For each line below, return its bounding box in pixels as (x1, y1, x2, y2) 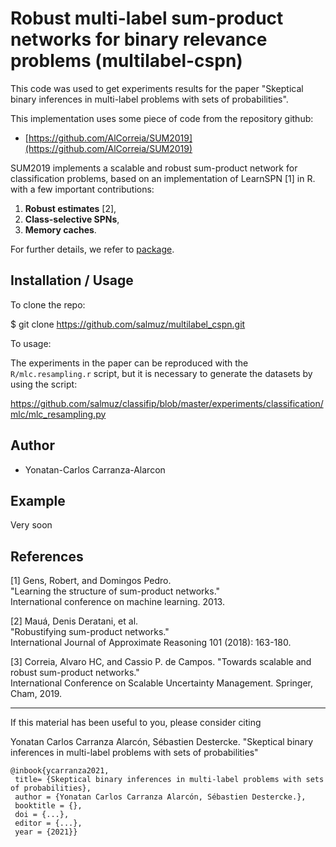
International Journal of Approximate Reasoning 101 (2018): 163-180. (10, 637, 292, 649)
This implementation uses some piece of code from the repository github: (10, 112, 314, 124)
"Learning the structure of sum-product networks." (10, 585, 221, 597)
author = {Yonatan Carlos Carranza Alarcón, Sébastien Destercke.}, (14, 792, 307, 802)
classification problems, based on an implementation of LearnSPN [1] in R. (10, 172, 316, 184)
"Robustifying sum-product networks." (10, 626, 170, 638)
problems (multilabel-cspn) (10, 50, 243, 72)
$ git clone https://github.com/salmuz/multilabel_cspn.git (10, 318, 246, 330)
